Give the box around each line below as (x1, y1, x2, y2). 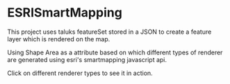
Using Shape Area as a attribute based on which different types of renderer (7, 48, 223, 56)
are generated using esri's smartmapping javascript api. (7, 55, 167, 63)
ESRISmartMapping (7, 5, 123, 21)
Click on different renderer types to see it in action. (7, 69, 153, 77)
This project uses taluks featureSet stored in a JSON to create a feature (7, 28, 212, 36)
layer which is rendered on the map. (7, 34, 110, 43)
